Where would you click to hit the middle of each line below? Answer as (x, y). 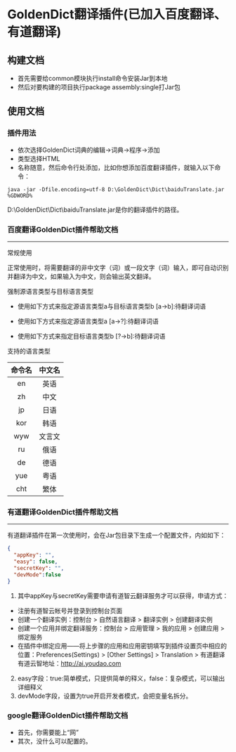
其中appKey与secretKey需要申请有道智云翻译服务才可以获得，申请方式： (123, 595)
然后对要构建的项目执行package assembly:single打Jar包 (99, 87)
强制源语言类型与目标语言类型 (50, 291)
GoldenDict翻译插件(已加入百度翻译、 (117, 14)
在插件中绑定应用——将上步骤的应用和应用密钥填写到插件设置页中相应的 (122, 646)
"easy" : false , (36, 562)
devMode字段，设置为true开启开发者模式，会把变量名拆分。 (105, 696)
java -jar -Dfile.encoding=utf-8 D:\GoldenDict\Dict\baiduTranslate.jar (116, 189)
